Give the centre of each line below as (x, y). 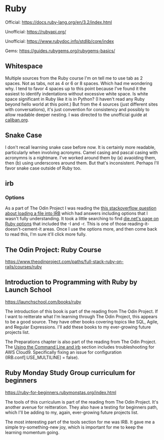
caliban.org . (17, 120)
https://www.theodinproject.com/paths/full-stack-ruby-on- (64, 262)
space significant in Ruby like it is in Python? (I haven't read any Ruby (75, 99)
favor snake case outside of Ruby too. (43, 168)
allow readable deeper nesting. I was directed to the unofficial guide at (76, 115)
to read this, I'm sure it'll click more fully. (46, 235)
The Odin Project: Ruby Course (53, 249)
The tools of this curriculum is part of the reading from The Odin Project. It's (82, 402)
